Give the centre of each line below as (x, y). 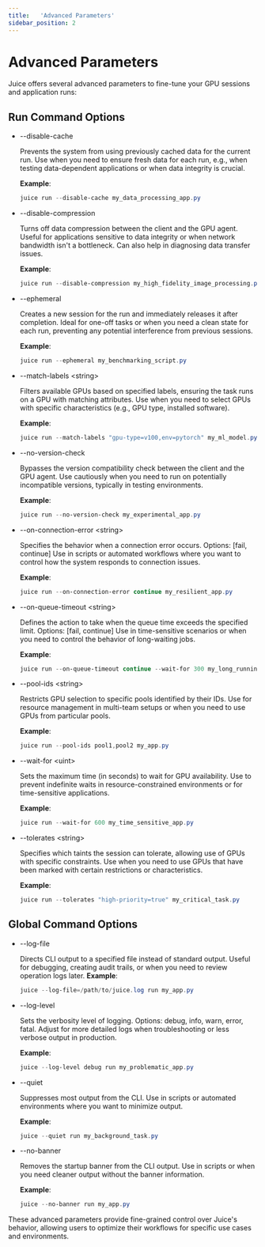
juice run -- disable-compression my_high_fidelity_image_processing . (137, 284)
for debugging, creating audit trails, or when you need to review (123, 967)
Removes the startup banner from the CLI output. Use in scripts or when (137, 1166)
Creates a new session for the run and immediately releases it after (129, 314)
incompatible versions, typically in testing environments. (112, 485)
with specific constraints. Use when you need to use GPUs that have (131, 862)
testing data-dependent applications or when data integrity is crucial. (132, 168)
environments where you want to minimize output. (101, 1106)
